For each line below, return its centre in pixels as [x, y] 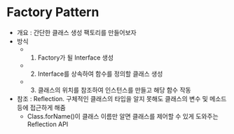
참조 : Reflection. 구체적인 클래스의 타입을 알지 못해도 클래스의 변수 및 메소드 [122, 98]
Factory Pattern [53, 12]
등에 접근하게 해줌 [41, 107]
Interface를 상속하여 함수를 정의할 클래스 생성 [100, 74]
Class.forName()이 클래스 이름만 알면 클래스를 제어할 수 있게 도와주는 [123, 116]
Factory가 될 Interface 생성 [75, 58]
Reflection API [48, 124]
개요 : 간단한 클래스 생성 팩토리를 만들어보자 [77, 32]
